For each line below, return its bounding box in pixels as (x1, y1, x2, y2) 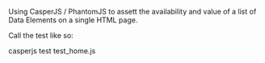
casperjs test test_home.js (8, 46, 96, 55)
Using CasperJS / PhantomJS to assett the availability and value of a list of (8, 7, 257, 16)
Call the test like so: (8, 31, 74, 40)
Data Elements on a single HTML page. (8, 15, 138, 25)
